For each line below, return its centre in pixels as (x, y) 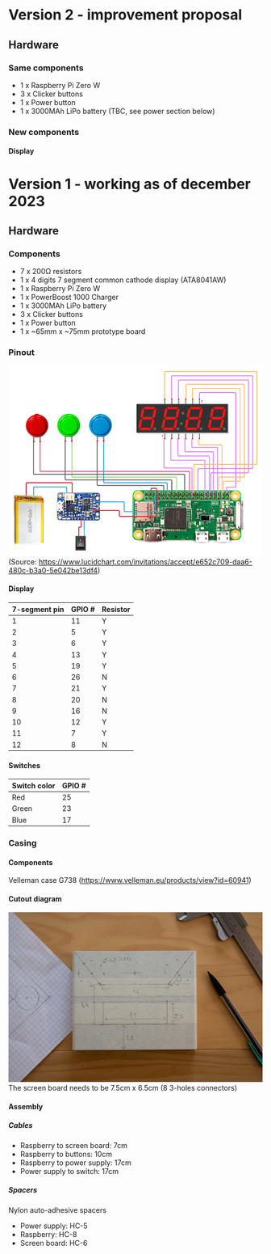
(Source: (23, 562)
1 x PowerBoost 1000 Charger (69, 298)
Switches (24, 765)
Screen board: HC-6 (54, 1243)
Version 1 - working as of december (130, 184)
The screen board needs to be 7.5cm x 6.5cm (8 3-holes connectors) (123, 1088)
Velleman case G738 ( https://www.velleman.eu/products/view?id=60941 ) (130, 880)
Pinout (21, 353)
